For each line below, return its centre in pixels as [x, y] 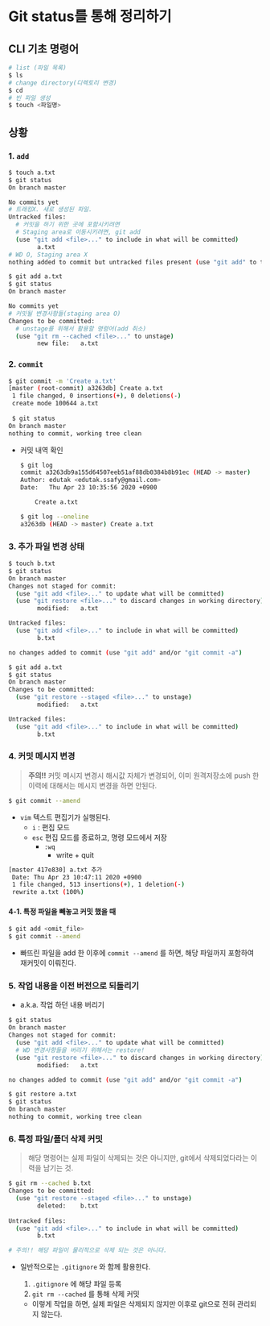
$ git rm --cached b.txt [50, 1183]
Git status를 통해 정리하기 [90, 17]
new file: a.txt [68, 343]
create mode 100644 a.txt [55, 404]
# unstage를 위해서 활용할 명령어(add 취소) [81, 328]
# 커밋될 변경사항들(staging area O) [65, 314]
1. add [19, 156]
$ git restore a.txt [43, 1094]
